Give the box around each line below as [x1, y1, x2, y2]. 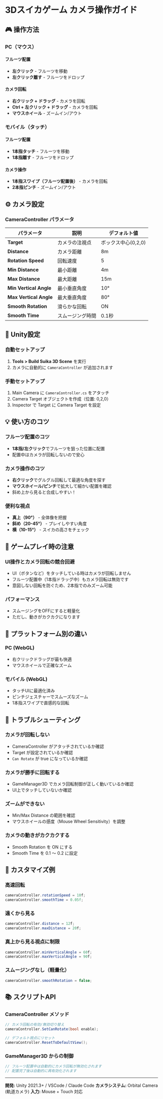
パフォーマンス [5, 596, 40, 602]
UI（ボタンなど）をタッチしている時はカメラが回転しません [12, 570, 131, 576]
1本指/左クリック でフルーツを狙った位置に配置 [12, 445, 105, 451]
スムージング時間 [57, 312, 97, 319]
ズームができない [5, 800, 45, 807]
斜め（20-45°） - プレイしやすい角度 [12, 520, 87, 527]
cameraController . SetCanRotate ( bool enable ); [5, 1027, 98, 1032]
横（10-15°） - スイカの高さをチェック [12, 527, 90, 533]
